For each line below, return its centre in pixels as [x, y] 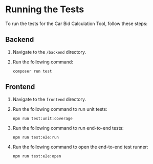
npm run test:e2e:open [37, 156]
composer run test [32, 71]
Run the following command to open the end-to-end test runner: [80, 147]
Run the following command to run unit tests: [60, 109]
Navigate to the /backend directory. [49, 52]
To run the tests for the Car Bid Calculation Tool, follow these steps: [76, 24]
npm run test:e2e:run [36, 137]
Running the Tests [45, 9]
